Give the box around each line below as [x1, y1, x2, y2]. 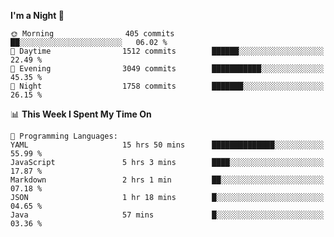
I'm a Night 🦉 [10, 10, 65, 21]
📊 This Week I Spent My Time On [10, 108, 152, 120]
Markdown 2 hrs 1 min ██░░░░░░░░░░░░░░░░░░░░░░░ [10, 175, 325, 185]
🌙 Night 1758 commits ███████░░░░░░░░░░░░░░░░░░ [10, 81, 325, 91]
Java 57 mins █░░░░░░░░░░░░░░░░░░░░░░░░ [10, 210, 325, 220]
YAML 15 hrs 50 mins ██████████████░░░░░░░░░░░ [10, 140, 325, 150]
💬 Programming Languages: [10, 131, 118, 141]
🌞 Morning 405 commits [10, 29, 175, 39]
